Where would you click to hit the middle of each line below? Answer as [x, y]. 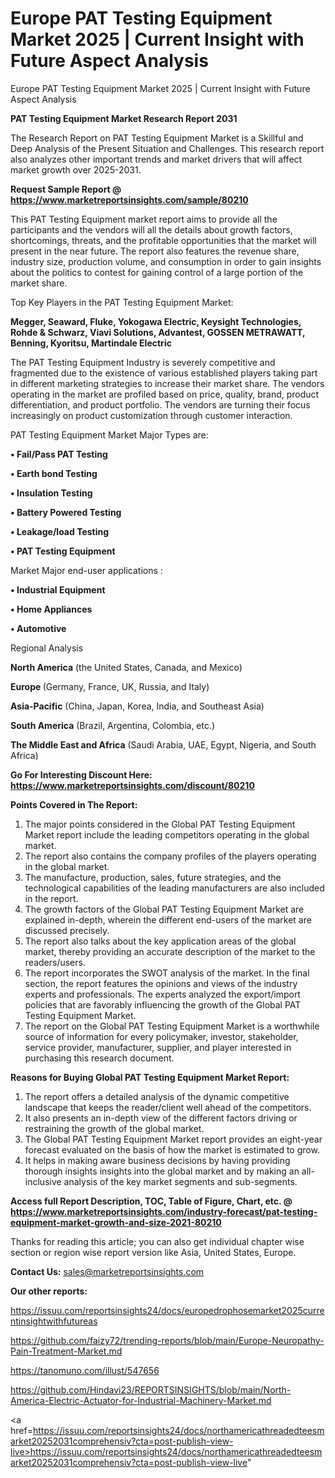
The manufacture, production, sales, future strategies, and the [153, 877]
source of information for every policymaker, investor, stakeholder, [161, 1036]
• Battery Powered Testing [66, 512]
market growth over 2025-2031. [76, 169]
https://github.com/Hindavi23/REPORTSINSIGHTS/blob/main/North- [151, 1389]
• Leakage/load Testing [60, 531]
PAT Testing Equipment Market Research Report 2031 [124, 118]
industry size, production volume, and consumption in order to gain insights [166, 261]
